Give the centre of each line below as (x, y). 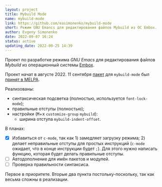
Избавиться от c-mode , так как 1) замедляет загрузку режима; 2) (79, 138)
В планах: (15, 128)
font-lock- (137, 99)
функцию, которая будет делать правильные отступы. (68, 153)
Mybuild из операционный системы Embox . (50, 65)
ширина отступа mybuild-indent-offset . (60, 119)
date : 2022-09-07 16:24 (29, 37)
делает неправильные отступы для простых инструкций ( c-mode (78, 143)
